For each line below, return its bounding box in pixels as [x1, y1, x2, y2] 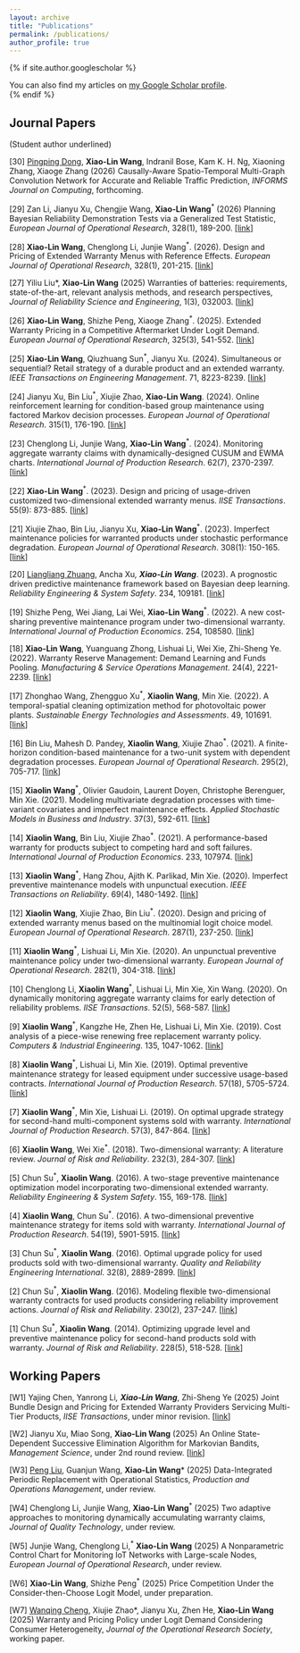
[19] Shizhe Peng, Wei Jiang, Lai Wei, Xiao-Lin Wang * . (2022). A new [9, 605, 264, 617]
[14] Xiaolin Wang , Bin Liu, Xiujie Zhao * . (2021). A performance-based [9, 830, 268, 843]
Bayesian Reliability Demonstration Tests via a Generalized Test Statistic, [9, 213, 277, 223]
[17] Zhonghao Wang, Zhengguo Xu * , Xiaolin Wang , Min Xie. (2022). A [9, 689, 270, 701]
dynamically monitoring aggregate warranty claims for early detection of [9, 993, 276, 1003]
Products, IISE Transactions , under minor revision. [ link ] [25, 1411, 231, 1422]
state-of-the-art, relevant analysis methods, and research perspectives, [9, 287, 273, 298]
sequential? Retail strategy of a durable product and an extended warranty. [9, 363, 286, 373]
